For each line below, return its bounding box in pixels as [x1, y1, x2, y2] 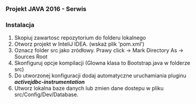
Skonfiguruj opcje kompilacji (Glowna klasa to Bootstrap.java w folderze [14, 59, 191, 67]
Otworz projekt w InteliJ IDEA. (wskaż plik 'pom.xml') [14, 40, 145, 48]
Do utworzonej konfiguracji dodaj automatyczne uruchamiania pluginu [14, 72, 187, 79]
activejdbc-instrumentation [14, 78, 85, 86]
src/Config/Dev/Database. [14, 91, 79, 98]
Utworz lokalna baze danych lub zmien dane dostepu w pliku [14, 85, 164, 92]
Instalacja [5, 20, 35, 29]
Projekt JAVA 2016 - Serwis [5, 5, 87, 13]
